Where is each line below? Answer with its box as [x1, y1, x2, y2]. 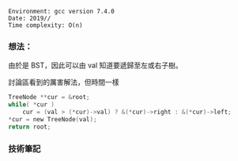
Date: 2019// [8, 14, 51, 22]
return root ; [8, 123, 51, 131]
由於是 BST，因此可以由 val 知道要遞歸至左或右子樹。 [8, 60, 183, 71]
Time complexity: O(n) [8, 21, 83, 29]
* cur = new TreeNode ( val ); [8, 115, 97, 123]
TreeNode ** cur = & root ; [8, 94, 90, 102]
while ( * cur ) [8, 101, 55, 109]
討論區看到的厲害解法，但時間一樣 [8, 78, 119, 87]
